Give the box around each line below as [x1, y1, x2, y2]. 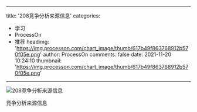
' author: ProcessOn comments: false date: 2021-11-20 [40, 51, 172, 58]
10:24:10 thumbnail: [14, 57, 62, 64]
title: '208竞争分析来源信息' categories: [6, 12, 101, 19]
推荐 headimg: [14, 38, 50, 45]
